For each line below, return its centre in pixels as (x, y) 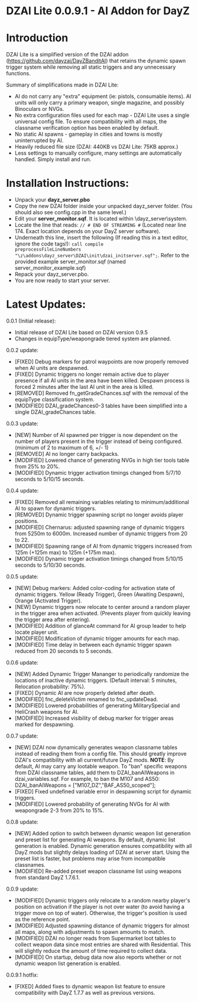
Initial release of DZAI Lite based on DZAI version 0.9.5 (81, 332)
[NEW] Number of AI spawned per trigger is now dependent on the (96, 435)
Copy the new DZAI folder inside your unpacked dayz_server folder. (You (103, 206)
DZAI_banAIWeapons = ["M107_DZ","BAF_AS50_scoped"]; (85, 785)
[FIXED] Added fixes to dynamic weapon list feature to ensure (90, 986)
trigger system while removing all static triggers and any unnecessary (91, 67)
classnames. (30, 865)
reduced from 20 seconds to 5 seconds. (64, 651)
